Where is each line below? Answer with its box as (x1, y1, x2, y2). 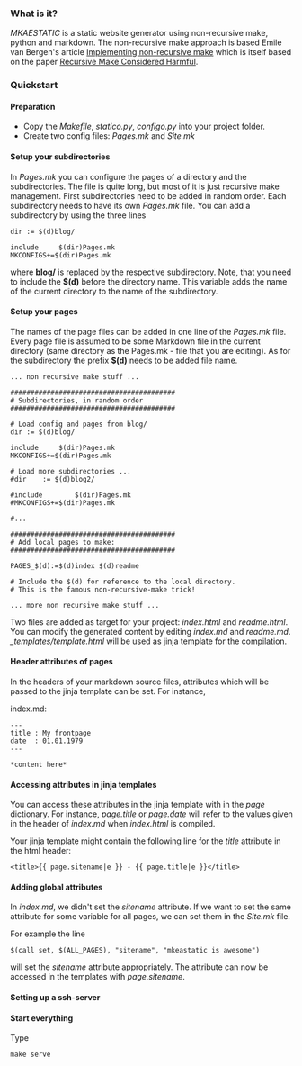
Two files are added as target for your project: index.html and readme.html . (10, 616, 289, 628)
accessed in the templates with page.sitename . (10, 971, 185, 982)
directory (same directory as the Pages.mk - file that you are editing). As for (10, 345, 291, 356)
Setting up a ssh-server (10, 992, 101, 1003)
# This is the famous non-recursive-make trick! (10, 584, 196, 594)
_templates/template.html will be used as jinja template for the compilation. (10, 636, 288, 646)
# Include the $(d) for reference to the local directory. (10, 577, 236, 586)
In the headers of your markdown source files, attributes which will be (10, 676, 269, 687)
